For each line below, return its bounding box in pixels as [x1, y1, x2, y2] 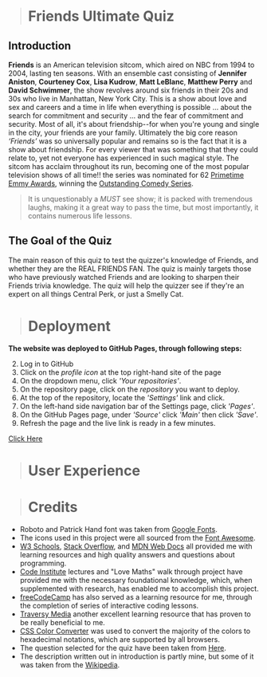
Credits [27, 498, 78, 517]
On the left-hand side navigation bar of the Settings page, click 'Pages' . [19, 401, 256, 411]
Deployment [27, 317, 112, 335]
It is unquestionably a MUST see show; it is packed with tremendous [27, 195, 253, 203]
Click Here [8, 434, 43, 443]
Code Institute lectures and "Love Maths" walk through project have [19, 566, 243, 577]
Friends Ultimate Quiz [27, 7, 175, 26]
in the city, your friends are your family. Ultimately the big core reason [8, 128, 238, 137]
